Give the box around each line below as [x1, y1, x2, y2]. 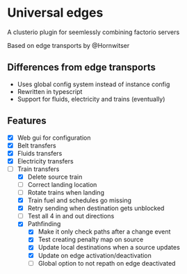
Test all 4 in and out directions [27, 212, 115, 220]
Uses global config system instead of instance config [17, 80, 170, 88]
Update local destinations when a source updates [38, 243, 181, 252]
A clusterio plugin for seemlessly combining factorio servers [7, 28, 180, 36]
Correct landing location [27, 180, 97, 188]
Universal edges [7, 5, 104, 21]
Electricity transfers [17, 156, 74, 165]
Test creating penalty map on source [38, 235, 144, 244]
